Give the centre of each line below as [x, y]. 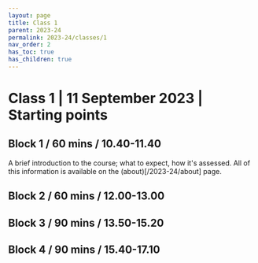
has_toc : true [31, 52]
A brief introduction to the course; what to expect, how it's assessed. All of [129, 163]
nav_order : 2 [29, 45]
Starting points [58, 115]
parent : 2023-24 [35, 30]
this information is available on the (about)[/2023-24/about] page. [115, 171]
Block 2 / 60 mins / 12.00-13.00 [87, 196]
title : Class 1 [33, 23]
